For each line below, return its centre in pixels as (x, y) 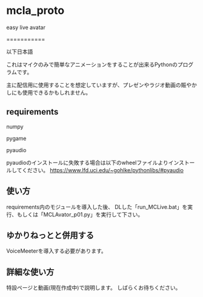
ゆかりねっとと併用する (50, 235)
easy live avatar (26, 27)
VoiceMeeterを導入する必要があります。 (57, 251)
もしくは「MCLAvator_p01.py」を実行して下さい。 (80, 214)
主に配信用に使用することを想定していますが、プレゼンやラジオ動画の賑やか (102, 85)
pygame (16, 138)
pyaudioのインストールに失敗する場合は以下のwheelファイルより (87, 162)
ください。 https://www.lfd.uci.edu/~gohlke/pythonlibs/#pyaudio (103, 170)
